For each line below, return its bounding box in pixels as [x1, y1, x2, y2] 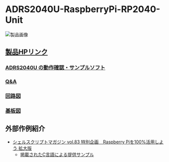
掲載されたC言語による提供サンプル [20, 151, 94, 157]
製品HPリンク [5, 48, 48, 57]
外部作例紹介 [5, 125, 45, 133]
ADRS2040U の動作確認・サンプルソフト [5, 64, 105, 71]
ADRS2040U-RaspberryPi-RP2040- [5, 4, 160, 15]
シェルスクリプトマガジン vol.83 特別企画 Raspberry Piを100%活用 [12, 139, 155, 145]
